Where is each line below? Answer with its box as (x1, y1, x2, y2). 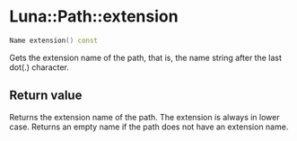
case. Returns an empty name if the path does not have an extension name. (9, 121, 289, 132)
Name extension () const (9, 36, 99, 45)
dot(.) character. (9, 61, 70, 73)
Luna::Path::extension (9, 6, 179, 27)
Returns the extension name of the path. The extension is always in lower (9, 111, 280, 122)
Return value (9, 88, 83, 103)
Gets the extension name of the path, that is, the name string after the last (9, 52, 283, 63)
